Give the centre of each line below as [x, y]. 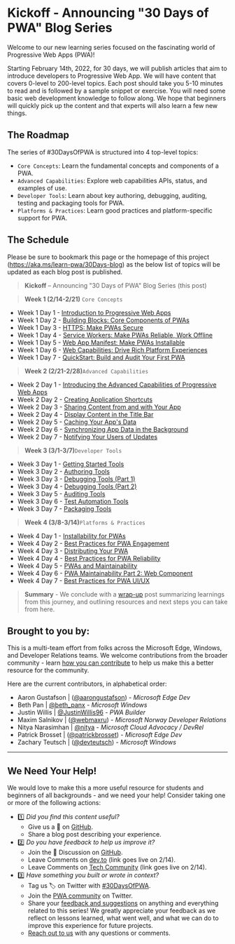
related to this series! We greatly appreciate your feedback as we [122, 911]
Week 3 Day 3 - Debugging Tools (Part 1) [76, 479]
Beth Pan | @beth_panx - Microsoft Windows [82, 705]
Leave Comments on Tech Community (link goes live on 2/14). [117, 867]
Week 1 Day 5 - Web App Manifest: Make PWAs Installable [101, 343]
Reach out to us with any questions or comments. [99, 933]
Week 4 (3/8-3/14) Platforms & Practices [85, 522]
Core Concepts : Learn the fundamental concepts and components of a [118, 166]
